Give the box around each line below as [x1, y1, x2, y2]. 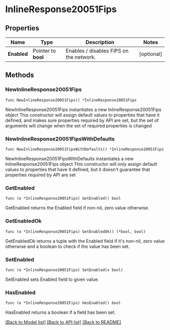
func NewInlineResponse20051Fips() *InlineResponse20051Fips [5, 97, 137, 102]
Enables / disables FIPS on [65, 47, 129, 54]
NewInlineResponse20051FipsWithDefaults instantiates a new [5, 156, 134, 162]
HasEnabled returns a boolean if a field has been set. [5, 309, 116, 315]
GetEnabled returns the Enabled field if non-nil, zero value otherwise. [5, 205, 149, 211]
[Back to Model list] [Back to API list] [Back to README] [5, 319, 121, 325]
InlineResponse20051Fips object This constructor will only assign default [5, 161, 157, 167]
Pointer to [32, 47, 56, 54]
